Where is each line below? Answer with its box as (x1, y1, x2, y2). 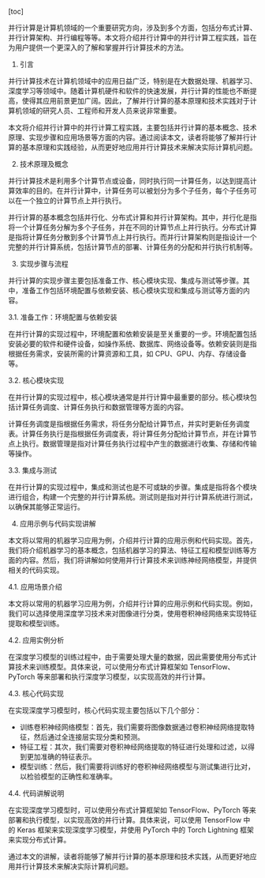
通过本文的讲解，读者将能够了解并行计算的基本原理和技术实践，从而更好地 (8, 852, 250, 861)
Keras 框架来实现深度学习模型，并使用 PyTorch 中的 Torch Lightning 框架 (17, 825, 255, 835)
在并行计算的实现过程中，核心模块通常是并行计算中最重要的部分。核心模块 (8, 393, 250, 401)
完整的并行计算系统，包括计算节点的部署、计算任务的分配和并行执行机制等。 (8, 243, 257, 251)
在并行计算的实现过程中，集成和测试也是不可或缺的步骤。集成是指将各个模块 (8, 482, 257, 492)
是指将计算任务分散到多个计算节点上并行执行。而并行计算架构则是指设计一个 (8, 232, 257, 242)
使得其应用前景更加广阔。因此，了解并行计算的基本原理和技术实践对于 (21, 96, 250, 105)
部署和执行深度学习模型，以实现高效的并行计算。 (50, 672, 210, 681)
